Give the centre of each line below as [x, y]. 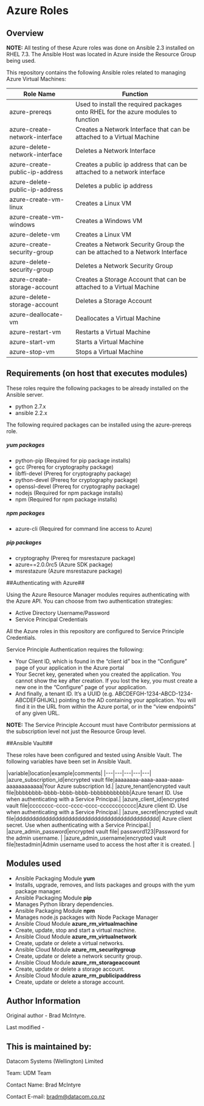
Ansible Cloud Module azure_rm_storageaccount [77, 962]
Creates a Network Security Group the [130, 244]
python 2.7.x [30, 406]
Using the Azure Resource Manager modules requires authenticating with [98, 594]
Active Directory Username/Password [62, 612]
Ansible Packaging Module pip [53, 898]
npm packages [26, 513]
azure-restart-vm [35, 332]
